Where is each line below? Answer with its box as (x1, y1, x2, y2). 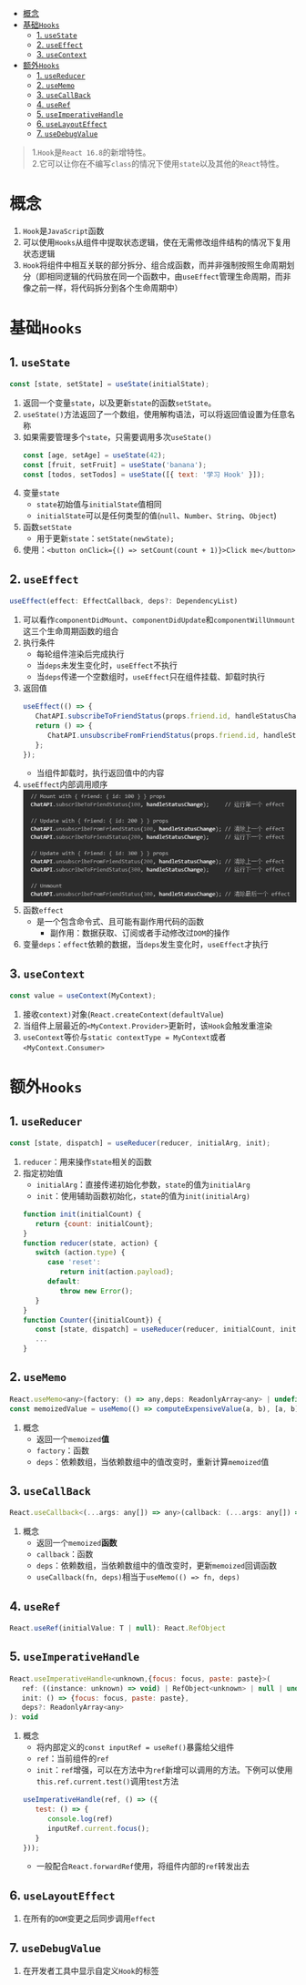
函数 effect (22, 905, 64, 916)
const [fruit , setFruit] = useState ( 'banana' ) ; (22, 460, 208, 469)
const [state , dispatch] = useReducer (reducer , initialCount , (35, 1325, 276, 1335)
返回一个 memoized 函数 (36, 1538, 117, 1549)
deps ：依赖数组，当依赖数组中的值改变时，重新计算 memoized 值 (36, 1456, 270, 1467)
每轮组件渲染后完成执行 (36, 649, 125, 660)
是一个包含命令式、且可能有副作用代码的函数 (36, 916, 205, 927)
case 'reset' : (46, 1258, 101, 1267)
